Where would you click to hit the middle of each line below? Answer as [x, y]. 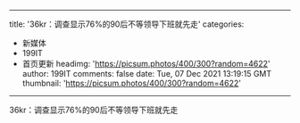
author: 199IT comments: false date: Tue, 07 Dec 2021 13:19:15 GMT [147, 74]
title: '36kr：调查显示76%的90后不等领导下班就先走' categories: [127, 24]
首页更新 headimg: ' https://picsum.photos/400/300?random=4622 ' [146, 64]
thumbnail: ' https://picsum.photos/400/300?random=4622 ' [131, 83]
